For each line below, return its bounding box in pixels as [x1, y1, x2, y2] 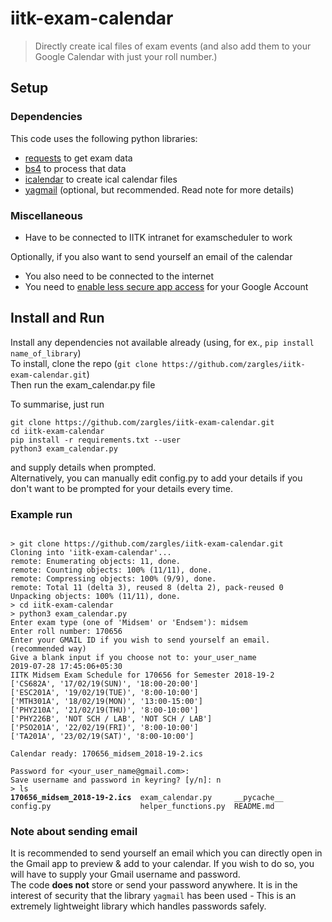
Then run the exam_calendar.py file [10, 378, 156, 391]
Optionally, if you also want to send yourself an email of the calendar [10, 250, 293, 262]
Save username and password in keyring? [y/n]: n [10, 775, 222, 786]
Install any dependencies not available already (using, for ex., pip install [10, 336, 315, 348]
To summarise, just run [10, 398, 105, 410]
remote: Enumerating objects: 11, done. [10, 557, 182, 567]
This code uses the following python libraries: [10, 132, 198, 144]
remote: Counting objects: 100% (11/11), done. [10, 565, 213, 576]
